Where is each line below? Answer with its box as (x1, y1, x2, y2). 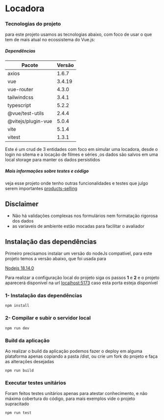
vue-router (7, 86, 33, 93)
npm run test (5, 410, 32, 416)
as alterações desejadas (5, 358, 54, 364)
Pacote (21, 62, 38, 69)
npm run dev (5, 325, 29, 331)
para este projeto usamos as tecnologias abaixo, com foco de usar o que (5, 31, 152, 37)
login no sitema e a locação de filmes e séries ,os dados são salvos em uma (5, 151, 158, 157)
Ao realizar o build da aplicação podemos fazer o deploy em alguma (5, 348, 143, 354)
